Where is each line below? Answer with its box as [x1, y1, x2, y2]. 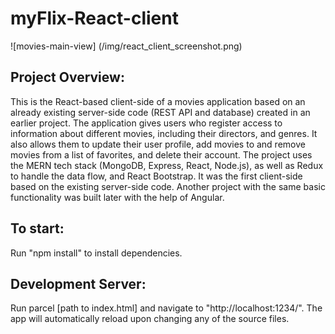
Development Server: [10, 275, 147, 292]
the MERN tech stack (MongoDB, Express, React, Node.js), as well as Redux [10, 159, 324, 171]
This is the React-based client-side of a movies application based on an [10, 95, 306, 107]
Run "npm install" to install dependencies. [10, 247, 183, 259]
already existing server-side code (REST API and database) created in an [10, 106, 311, 118]
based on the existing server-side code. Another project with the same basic [10, 180, 326, 192]
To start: [10, 220, 65, 237]
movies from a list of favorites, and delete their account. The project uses [10, 148, 313, 161]
